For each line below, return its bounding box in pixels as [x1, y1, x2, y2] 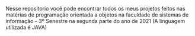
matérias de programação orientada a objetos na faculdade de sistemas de [5, 11, 189, 18]
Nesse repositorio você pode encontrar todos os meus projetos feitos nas [5, 5, 186, 12]
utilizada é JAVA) [5, 24, 47, 31]
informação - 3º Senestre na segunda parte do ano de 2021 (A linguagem [5, 18, 185, 24]
